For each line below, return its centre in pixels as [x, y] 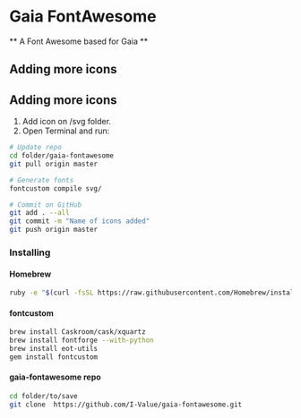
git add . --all [39, 213]
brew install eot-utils [54, 348]
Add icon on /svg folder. [67, 122]
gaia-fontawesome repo [55, 377]
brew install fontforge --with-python [82, 341]
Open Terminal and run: [66, 131]
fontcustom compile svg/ [56, 188]
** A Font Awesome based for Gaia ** [79, 41]
